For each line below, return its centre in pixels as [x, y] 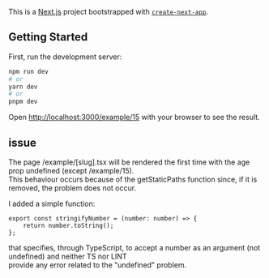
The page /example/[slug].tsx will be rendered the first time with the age [129, 162]
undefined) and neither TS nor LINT [68, 256]
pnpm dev [23, 102]
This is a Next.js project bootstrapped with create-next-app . [109, 12]
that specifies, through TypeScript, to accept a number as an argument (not [134, 248]
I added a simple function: [52, 203]
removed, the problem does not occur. [72, 188]
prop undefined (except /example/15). [71, 171]
